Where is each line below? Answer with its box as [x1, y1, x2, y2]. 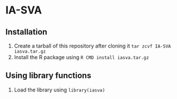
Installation [5, 27, 47, 37]
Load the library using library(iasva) [13, 86, 105, 93]
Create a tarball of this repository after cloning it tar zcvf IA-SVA [13, 42, 171, 49]
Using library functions [5, 71, 91, 81]
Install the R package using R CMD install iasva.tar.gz [13, 54, 149, 60]
